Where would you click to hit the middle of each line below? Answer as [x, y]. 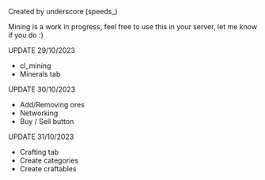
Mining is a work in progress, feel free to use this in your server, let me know [133, 26]
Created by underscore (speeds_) [63, 11]
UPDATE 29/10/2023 [42, 50]
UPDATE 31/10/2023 [41, 137]
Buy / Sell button [47, 121]
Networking [39, 113]
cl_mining [35, 66]
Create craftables [48, 169]
